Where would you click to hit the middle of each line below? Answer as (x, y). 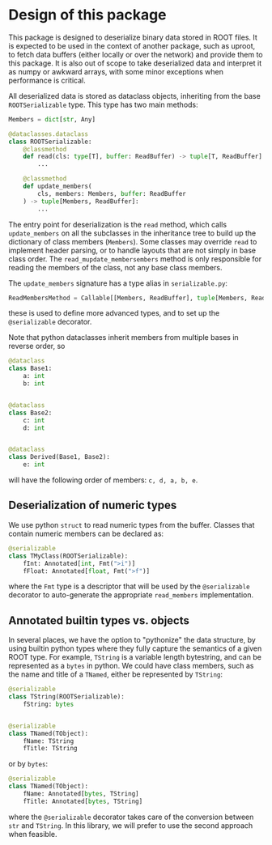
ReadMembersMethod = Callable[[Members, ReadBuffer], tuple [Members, (128, 298)
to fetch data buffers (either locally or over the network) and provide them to (136, 54)
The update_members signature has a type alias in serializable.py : (118, 283)
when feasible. (33, 834)
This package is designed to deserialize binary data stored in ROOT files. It (133, 37)
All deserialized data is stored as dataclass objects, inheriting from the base (134, 96)
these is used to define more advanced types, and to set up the (114, 313)
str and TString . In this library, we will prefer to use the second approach (131, 825)
